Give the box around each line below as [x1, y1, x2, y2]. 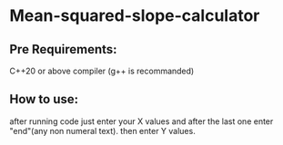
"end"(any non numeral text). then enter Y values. [9, 125, 196, 136]
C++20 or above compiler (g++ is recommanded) [9, 65, 195, 76]
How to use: [9, 92, 79, 107]
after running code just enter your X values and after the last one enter [9, 115, 274, 127]
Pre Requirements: [9, 42, 117, 57]
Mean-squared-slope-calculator [9, 5, 260, 26]
